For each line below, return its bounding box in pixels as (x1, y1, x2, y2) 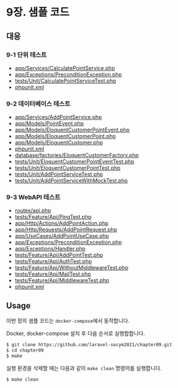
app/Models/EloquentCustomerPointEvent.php (14, 126, 130, 133)
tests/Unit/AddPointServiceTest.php (14, 171, 103, 178)
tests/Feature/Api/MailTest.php (14, 270, 91, 278)
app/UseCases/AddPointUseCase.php (14, 233, 109, 240)
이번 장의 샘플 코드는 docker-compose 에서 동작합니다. (6, 317, 130, 325)
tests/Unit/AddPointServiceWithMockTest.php (14, 177, 128, 184)
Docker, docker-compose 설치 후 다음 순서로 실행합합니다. (6, 330, 145, 337)
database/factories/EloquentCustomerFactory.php (14, 152, 139, 159)
